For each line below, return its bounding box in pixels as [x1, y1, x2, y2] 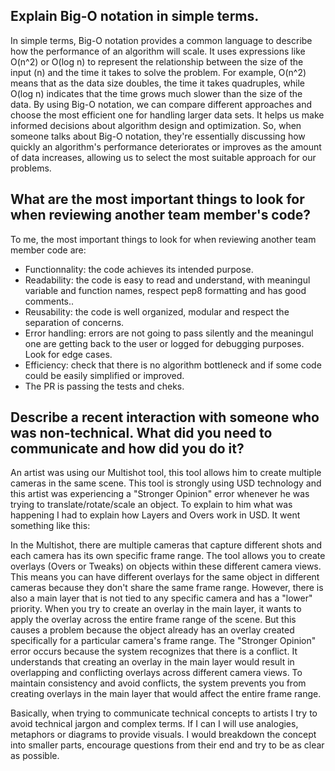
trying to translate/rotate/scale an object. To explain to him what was [10, 499, 293, 511]
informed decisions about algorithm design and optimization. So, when [10, 119, 302, 131]
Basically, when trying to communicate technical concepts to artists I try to [10, 707, 318, 719]
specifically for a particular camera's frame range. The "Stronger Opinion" [10, 635, 317, 647]
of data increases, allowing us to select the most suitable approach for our [10, 151, 317, 163]
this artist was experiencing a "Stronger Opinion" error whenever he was [10, 488, 310, 500]
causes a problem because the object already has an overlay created [10, 624, 295, 636]
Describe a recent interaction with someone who [10, 409, 320, 426]
